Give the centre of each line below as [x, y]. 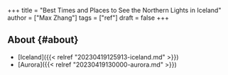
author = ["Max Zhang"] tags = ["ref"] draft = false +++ [88, 18]
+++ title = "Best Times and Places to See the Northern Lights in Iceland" [114, 10]
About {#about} [43, 40]
